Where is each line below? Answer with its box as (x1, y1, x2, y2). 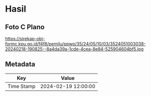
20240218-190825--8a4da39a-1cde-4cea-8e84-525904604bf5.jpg (5, 46, 144, 52)
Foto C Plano (5, 23, 45, 31)
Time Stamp (7, 83, 36, 90)
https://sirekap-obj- (5, 36, 45, 41)
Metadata (5, 60, 35, 69)
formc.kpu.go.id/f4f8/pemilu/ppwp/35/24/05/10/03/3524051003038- (5, 41, 146, 47)
